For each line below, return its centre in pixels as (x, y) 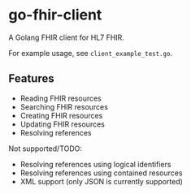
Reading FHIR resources (61, 98)
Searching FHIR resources (64, 106)
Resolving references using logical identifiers (95, 164)
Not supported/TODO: (46, 149)
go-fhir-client (55, 15)
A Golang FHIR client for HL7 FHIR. (66, 37)
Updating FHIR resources (63, 124)
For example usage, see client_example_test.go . (91, 53)
